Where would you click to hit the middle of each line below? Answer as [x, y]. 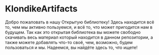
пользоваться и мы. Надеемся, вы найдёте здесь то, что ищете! [72, 47]
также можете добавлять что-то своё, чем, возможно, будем [69, 42]
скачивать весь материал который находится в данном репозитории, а [79, 37]
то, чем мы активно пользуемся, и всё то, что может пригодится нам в [79, 27]
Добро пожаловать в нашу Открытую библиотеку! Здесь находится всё [79, 22]
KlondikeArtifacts [41, 9]
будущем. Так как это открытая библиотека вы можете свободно [73, 32]
